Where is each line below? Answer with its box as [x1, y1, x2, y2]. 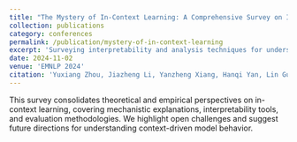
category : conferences [9, 29, 93, 38]
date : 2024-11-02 [9, 54, 73, 63]
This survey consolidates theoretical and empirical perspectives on [9, 94, 254, 105]
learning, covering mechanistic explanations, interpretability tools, [38, 103, 278, 115]
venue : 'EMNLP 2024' [9, 63, 86, 71]
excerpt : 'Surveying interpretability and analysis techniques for [9, 46, 263, 55]
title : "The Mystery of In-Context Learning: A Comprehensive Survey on [9, 12, 283, 22]
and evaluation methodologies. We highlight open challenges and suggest [9, 113, 278, 123]
